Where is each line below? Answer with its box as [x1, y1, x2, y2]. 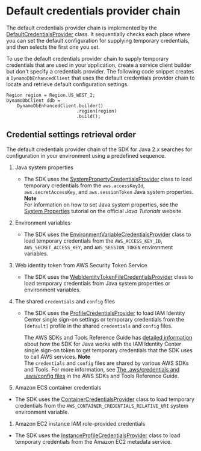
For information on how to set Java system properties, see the [23, 201, 179, 208]
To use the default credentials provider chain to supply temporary [6, 55, 169, 62]
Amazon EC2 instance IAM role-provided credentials [14, 420, 146, 427]
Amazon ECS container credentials [14, 384, 102, 391]
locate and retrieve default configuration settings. [6, 80, 129, 88]
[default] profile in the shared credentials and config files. [23, 322, 173, 329]
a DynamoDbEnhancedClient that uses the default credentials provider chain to [6, 74, 195, 81]
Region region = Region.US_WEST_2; [6, 92, 96, 98]
